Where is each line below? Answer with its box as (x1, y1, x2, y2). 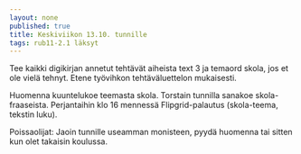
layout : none (9, 13, 59, 23)
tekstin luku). (9, 109, 58, 120)
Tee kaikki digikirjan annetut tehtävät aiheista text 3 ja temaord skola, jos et (9, 63, 289, 74)
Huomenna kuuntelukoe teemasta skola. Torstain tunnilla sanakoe (9, 90, 254, 101)
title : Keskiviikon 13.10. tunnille (9, 30, 147, 39)
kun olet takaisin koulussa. (9, 136, 108, 147)
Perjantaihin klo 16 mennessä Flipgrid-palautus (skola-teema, (50, 100, 278, 111)
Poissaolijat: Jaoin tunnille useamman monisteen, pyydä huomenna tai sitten (9, 127, 293, 138)
